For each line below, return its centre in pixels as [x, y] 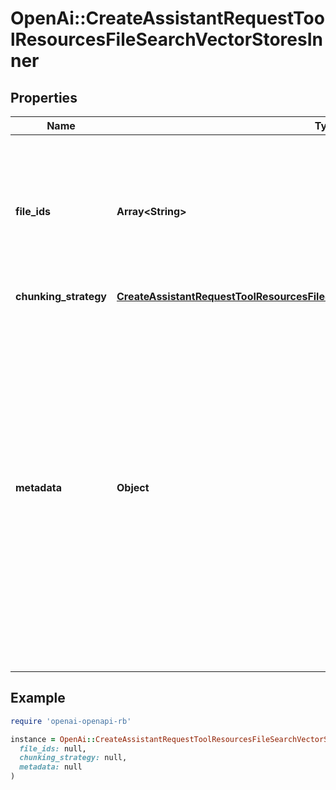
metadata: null [51, 767]
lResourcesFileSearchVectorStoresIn [166, 39]
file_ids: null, [53, 748]
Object [133, 487]
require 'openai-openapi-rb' [71, 721]
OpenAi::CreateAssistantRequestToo [167, 18]
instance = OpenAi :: [53, 739]
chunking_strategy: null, [73, 758]
